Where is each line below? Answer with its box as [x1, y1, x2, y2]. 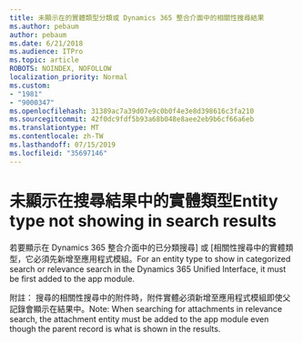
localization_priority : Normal [9, 73, 128, 82]
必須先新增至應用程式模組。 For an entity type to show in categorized [33, 253, 291, 264]
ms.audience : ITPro [9, 47, 84, 56]
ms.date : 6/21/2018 [9, 38, 84, 48]
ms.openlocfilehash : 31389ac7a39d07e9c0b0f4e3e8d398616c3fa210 [9, 106, 255, 116]
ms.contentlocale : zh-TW [9, 132, 104, 141]
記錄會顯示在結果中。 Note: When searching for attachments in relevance [9, 303, 283, 314]
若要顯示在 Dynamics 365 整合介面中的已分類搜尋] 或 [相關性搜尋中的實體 [9, 242, 286, 253]
